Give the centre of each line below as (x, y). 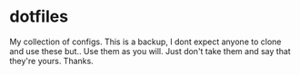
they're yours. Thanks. (51, 61)
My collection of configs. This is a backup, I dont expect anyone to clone (145, 42)
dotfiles (39, 17)
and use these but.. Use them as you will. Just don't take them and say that (150, 51)
